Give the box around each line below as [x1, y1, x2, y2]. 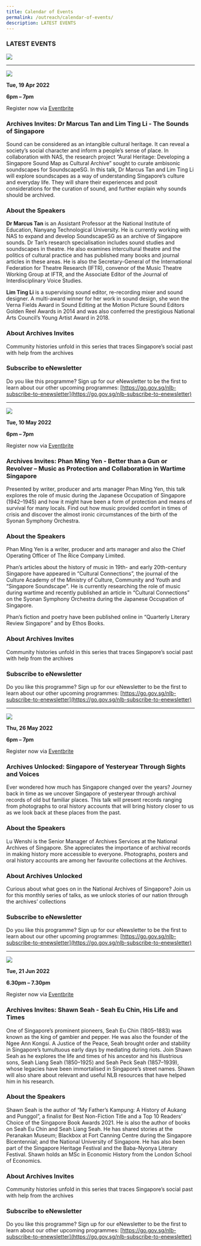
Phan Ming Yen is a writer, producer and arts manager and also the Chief [6, 546, 185, 553]
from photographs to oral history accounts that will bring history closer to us [6, 803, 194, 810]
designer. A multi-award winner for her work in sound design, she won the [6, 295, 190, 302]
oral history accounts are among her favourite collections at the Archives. [6, 856, 187, 864]
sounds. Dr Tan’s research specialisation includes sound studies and [6, 239, 175, 246]
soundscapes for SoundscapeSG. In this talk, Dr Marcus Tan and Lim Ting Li [6, 166, 194, 173]
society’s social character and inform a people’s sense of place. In [6, 147, 169, 154]
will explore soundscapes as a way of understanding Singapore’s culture [6, 172, 185, 180]
